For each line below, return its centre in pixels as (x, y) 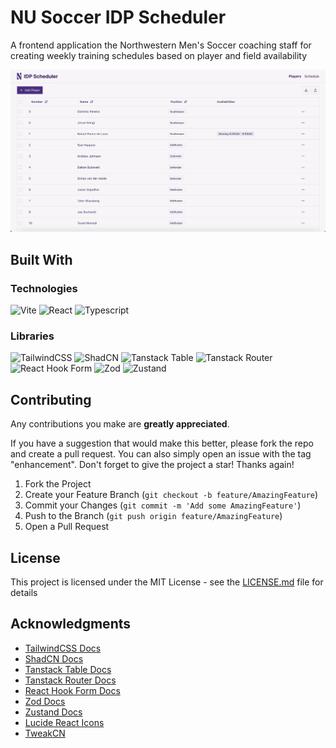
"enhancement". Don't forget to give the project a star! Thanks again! (152, 465)
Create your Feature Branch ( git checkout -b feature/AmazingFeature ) (171, 495)
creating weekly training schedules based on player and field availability (159, 55)
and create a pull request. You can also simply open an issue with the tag (161, 454)
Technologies (44, 288)
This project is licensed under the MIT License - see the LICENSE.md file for (167, 582)
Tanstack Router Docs (70, 680)
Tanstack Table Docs (68, 669)
